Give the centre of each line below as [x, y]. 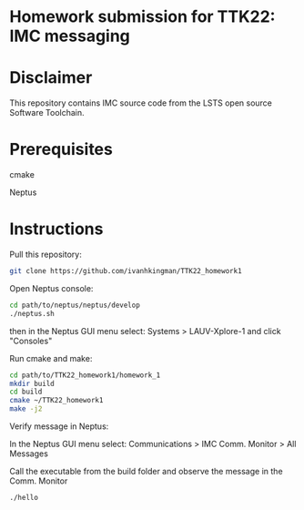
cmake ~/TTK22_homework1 [56, 401]
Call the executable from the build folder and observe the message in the [147, 471]
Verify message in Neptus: [59, 426]
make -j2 [26, 409]
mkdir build [32, 383]
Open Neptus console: [51, 288]
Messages [29, 454]
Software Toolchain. [47, 113]
